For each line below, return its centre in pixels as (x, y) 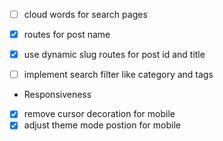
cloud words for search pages (85, 14)
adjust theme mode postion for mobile (102, 125)
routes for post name (67, 35)
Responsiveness (57, 95)
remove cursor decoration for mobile (99, 114)
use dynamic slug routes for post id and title (114, 55)
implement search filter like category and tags (118, 75)
